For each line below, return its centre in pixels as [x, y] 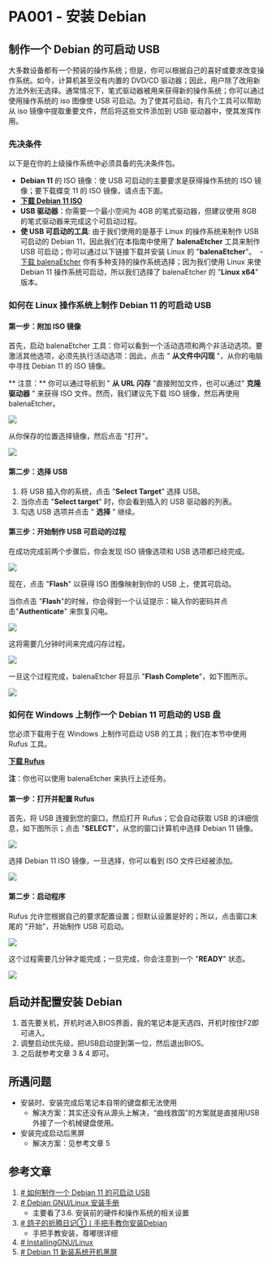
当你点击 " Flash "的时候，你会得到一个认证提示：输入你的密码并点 [118, 601]
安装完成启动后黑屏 [52, 1133]
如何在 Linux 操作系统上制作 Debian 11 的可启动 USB [110, 306]
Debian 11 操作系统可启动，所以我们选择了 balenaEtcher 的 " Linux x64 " [139, 272]
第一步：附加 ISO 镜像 [45, 326]
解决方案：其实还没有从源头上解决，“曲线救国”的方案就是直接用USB [146, 1113]
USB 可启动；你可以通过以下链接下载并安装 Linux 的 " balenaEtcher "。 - [142, 252]
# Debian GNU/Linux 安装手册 [69, 1202]
